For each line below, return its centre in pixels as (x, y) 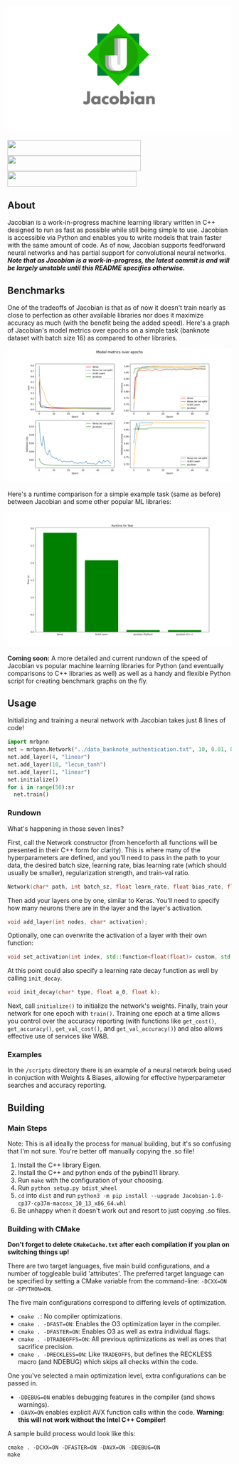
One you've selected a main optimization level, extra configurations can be (117, 1375)
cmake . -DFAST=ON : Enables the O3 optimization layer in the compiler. (119, 1324)
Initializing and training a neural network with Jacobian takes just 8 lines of (117, 720)
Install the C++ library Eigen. (59, 1165)
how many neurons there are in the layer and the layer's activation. (105, 908)
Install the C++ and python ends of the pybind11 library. (99, 1173)
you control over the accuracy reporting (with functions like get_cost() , (112, 1021)
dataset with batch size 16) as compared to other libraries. (92, 338)
